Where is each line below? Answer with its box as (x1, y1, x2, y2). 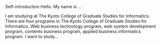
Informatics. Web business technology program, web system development (5, 23, 156, 29)
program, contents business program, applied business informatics (5, 29, 141, 34)
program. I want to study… (5, 34, 59, 39)
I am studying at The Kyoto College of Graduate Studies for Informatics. (5, 13, 150, 19)
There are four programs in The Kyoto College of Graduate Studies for (5, 18, 147, 24)
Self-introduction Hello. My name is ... (5, 4, 82, 9)
